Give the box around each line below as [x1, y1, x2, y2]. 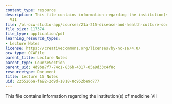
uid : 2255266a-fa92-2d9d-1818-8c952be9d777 [5, 79, 100, 84]
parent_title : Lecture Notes [5, 55, 68, 60]
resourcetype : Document [5, 70, 56, 75]
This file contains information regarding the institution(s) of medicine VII [5, 93, 157, 99]
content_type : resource [5, 7, 56, 13]
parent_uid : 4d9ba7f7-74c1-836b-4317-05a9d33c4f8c [5, 65, 116, 70]
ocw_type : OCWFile [5, 50, 45, 55]
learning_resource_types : [5, 36, 60, 41]
